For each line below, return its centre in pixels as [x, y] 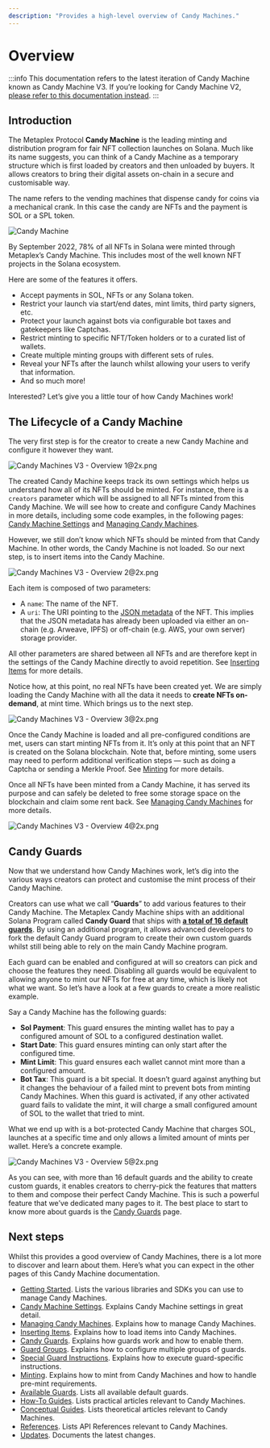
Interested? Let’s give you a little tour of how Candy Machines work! [121, 397]
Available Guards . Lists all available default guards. [104, 1392]
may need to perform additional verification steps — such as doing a [122, 761]
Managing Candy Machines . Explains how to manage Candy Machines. [138, 1323]
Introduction [40, 121]
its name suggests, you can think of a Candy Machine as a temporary [124, 157]
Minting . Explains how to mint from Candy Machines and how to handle [138, 1375]
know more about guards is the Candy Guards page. [95, 1212]
